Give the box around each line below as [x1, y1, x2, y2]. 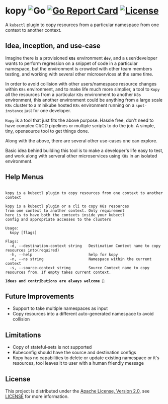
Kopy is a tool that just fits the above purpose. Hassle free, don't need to [5, 117, 154, 123]
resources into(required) [5, 248, 59, 253]
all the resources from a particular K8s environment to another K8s [5, 91, 141, 98]
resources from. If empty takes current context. [5, 270, 112, 275]
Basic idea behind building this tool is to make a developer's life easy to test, [5, 147, 163, 153]
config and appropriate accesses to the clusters [5, 217, 112, 222]
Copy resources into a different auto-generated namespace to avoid [12, 311, 154, 317]
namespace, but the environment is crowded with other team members [5, 65, 152, 71]
